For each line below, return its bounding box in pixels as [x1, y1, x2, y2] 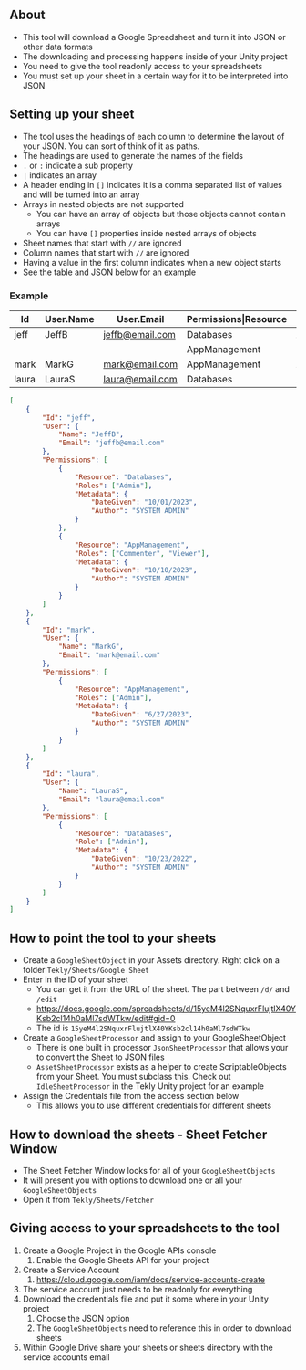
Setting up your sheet [9, 107, 135, 122]
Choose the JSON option [36, 1312, 130, 1323]
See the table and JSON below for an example [22, 267, 197, 277]
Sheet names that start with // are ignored [22, 237, 182, 248]
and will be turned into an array [22, 189, 140, 200]
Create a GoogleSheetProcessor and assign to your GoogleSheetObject [22, 1032, 287, 1043]
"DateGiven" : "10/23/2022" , [90, 854, 198, 863]
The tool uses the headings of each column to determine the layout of [22, 131, 285, 141]
